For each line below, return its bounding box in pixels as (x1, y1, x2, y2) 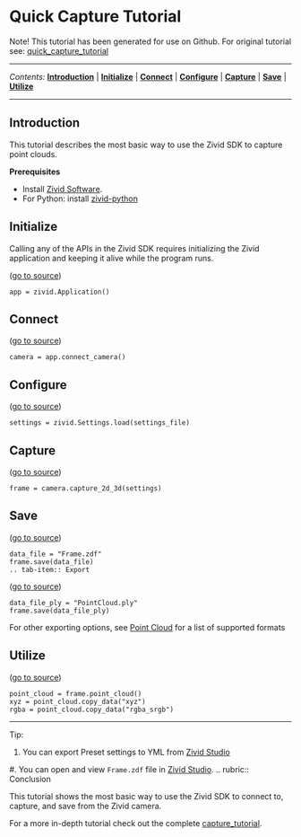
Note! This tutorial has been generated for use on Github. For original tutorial (9, 36, 292, 47)
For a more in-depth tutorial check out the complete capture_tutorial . (9, 817, 262, 828)
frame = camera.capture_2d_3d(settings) (9, 484, 163, 493)
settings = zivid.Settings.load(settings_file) (9, 418, 191, 427)
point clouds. (9, 148, 58, 159)
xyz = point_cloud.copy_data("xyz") (9, 697, 146, 706)
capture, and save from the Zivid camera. (9, 800, 162, 811)
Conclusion (9, 773, 52, 784)
